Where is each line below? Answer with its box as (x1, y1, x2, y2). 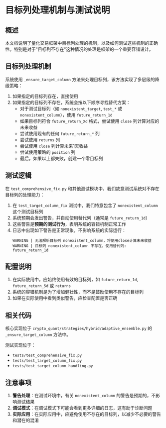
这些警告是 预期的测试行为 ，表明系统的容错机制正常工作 (12, 221, 126, 227)
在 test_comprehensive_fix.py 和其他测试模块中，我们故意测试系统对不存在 (5, 185, 160, 192)
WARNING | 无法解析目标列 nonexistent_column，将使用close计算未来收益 (12, 238, 152, 243)
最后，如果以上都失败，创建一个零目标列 (19, 155, 103, 161)
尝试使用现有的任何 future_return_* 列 (19, 130, 100, 136)
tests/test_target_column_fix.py (12, 358, 82, 363)
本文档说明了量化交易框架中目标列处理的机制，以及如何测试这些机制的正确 (5, 40, 158, 46)
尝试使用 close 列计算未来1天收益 (19, 143, 88, 149)
